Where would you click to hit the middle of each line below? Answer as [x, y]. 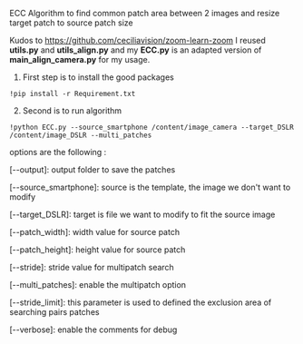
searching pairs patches [54, 312]
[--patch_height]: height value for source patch [98, 250]
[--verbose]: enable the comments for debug [93, 329]
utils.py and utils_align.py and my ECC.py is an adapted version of [136, 50]
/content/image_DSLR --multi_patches [81, 135]
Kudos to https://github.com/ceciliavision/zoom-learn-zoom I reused [137, 40]
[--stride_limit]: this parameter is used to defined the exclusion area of [141, 302]
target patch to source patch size [71, 23]
